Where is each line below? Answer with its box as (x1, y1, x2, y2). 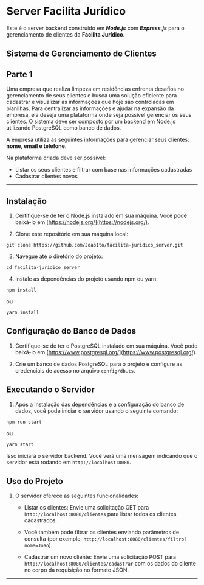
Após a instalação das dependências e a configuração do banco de (15, 401, 185, 408)
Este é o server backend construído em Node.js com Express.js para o (6, 24, 185, 32)
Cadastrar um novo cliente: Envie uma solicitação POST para (24, 553, 177, 561)
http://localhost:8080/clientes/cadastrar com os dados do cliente (24, 560, 196, 567)
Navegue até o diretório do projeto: (15, 253, 103, 260)
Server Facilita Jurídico (6, 4, 126, 18)
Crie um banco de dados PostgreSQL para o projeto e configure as (15, 360, 183, 368)
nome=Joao (24, 543, 50, 549)
